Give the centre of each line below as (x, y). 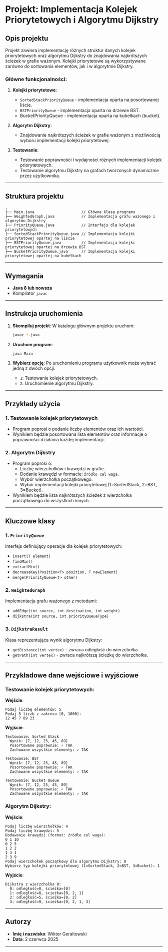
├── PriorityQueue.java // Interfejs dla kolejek (70, 225)
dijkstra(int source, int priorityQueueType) (60, 616)
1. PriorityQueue (25, 535)
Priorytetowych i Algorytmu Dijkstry (82, 20)
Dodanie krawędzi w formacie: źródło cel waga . (69, 474)
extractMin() (26, 567)
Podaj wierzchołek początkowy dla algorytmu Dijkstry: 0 (66, 861)
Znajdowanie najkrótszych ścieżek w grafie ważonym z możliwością (90, 135)
